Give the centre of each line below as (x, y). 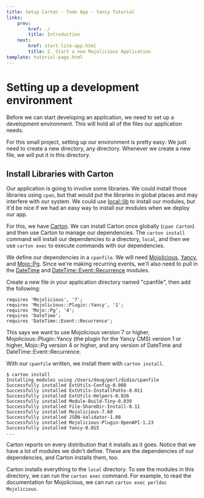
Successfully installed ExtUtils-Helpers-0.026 (68, 396)
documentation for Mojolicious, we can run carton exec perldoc (87, 482)
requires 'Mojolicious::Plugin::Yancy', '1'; (65, 305)
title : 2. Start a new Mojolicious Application (90, 52)
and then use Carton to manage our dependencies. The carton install (96, 233)
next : (24, 40)
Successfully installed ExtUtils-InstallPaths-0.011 (75, 391)
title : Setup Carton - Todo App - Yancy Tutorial (71, 12)
